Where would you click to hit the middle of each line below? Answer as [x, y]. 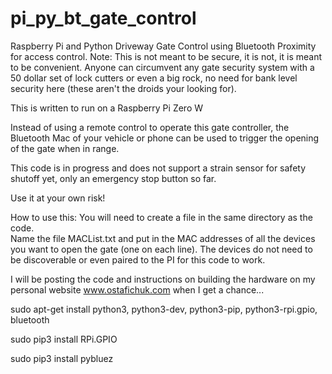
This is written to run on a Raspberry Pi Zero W [107, 108]
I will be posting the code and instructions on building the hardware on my [163, 279]
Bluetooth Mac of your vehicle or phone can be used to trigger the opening [165, 138]
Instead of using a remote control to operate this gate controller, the [150, 127]
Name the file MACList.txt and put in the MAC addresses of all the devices [163, 238]
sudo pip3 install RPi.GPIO [64, 339]
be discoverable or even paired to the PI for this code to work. [138, 259]
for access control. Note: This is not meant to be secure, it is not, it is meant [166, 56]
